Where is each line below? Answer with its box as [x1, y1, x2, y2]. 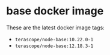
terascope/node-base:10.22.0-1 [14, 36, 94, 42]
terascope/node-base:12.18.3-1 [14, 43, 94, 49]
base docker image [6, 4, 104, 18]
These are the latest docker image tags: [6, 24, 105, 31]
